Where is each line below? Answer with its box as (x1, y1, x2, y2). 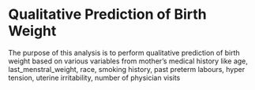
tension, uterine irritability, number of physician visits (8, 73, 181, 82)
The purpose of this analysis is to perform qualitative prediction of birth (8, 48, 241, 57)
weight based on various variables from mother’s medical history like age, (8, 56, 249, 66)
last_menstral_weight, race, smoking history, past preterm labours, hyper (8, 64, 246, 74)
